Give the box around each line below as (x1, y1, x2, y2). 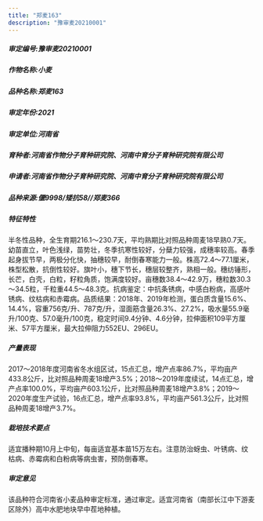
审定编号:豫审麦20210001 (8, 44, 92, 53)
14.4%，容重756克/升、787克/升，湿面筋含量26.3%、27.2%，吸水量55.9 (8, 304, 243, 314)
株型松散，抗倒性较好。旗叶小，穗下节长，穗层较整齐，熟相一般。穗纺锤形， (8, 264, 255, 275)
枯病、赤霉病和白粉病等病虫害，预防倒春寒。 (8, 454, 153, 464)
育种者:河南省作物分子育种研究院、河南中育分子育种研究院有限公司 (8, 150, 223, 159)
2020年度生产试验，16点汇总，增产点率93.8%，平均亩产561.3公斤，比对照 (8, 394, 249, 403)
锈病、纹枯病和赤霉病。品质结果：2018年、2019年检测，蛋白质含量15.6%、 (8, 294, 251, 304)
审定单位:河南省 (8, 129, 59, 138)
